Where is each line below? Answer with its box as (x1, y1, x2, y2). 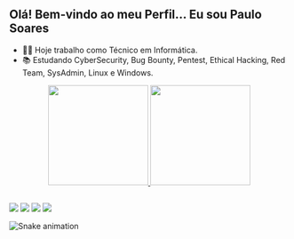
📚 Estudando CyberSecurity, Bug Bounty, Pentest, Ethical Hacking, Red (21, 54, 286, 65)
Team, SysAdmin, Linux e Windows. (21, 67, 154, 78)
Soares (9, 21, 50, 36)
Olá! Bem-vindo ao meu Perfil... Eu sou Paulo (9, 7, 262, 22)
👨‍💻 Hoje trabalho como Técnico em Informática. (21, 44, 198, 55)
